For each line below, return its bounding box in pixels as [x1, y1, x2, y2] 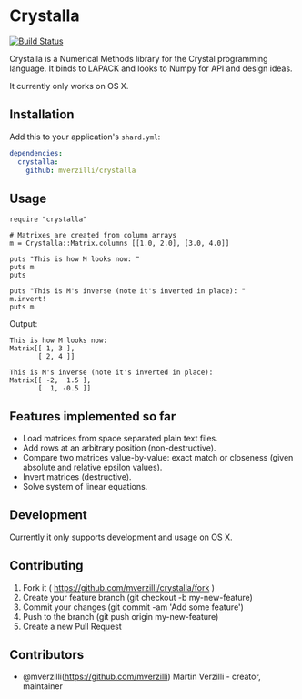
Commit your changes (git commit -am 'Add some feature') [22, 602, 244, 613]
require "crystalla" [9, 215, 88, 224]
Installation [9, 106, 75, 123]
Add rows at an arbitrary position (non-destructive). [22, 442, 216, 453]
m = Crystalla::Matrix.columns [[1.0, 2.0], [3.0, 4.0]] [9, 238, 230, 248]
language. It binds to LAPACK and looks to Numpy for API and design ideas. [9, 63, 293, 74]
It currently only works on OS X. [9, 80, 129, 91]
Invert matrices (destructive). [22, 471, 132, 482]
